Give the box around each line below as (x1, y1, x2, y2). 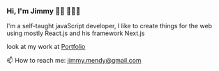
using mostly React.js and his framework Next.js (6, 29, 145, 37)
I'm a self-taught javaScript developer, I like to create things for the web (6, 22, 213, 30)
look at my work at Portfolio (6, 43, 86, 51)
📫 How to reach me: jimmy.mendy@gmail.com (6, 57, 142, 65)
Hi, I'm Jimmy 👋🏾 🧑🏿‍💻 (6, 6, 81, 16)
